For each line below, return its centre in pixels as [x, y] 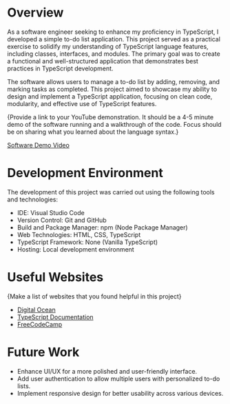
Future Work [43, 352]
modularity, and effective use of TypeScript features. [82, 103]
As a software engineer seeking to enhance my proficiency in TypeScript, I [113, 32]
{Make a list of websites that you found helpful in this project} [94, 296]
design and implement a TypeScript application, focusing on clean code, [110, 96]
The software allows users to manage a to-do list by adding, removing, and [114, 81]
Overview [35, 13]
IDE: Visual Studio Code [51, 212]
